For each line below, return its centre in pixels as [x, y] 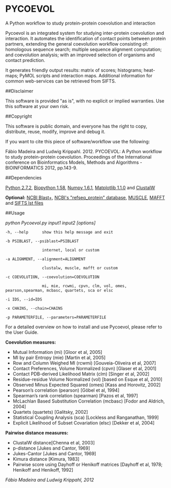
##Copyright [19, 116]
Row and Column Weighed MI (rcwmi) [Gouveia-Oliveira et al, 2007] [84, 363]
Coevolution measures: [31, 342]
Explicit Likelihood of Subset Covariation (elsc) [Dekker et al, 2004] [83, 422]
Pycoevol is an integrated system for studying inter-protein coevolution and [85, 33]
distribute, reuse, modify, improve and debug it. [56, 132]
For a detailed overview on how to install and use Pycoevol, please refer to [84, 327]
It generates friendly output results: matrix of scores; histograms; [74, 70]
